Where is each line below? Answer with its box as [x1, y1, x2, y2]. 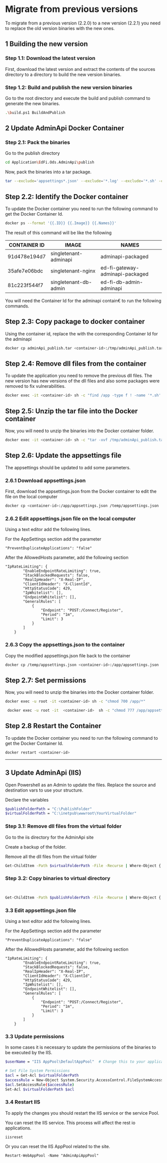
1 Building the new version [5, 40, 88, 48]
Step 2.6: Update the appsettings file [5, 451, 122, 460]
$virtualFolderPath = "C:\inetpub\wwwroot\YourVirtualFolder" [5, 811, 137, 816]
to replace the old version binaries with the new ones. [5, 25, 115, 31]
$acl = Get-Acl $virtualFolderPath [5, 1073, 79, 1078]
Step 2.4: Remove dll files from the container [5, 359, 147, 368]
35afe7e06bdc [7, 267, 43, 274]
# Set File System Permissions [5, 1068, 70, 1074]
